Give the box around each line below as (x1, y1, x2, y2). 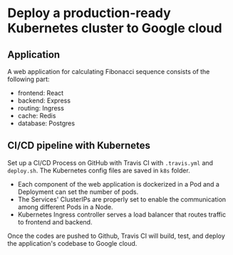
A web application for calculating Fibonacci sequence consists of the (7, 68, 210, 76)
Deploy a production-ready (7, 5, 171, 21)
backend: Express (17, 96, 71, 105)
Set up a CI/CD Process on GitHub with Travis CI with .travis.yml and (7, 158, 214, 167)
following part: (7, 75, 50, 83)
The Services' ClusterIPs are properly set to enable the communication (17, 194, 227, 204)
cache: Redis (17, 112, 56, 120)
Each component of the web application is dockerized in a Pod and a (17, 179, 219, 188)
